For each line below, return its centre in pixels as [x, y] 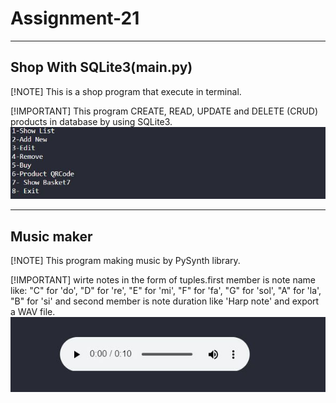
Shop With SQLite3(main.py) [101, 67]
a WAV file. [33, 312]
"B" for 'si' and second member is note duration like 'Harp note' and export [165, 301]
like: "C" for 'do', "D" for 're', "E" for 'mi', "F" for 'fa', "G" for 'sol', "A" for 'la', [166, 291]
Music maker [51, 236]
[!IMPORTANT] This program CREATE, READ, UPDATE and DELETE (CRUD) [164, 111]
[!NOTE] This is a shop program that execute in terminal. [126, 91]
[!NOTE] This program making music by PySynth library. [125, 261]
